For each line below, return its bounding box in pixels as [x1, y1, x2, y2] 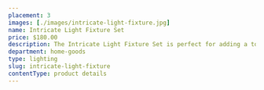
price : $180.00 [8, 33, 58, 41]
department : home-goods [8, 48, 86, 56]
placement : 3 [8, 11, 51, 20]
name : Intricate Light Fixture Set [8, 26, 125, 34]
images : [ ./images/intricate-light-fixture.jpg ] [8, 19, 170, 27]
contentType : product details [8, 70, 108, 77]
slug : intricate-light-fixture [8, 63, 111, 70]
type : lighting [8, 56, 58, 63]
